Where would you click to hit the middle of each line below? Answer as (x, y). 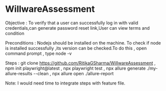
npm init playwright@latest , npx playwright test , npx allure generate (75, 68)
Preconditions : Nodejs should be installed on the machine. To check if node (83, 43)
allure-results (19, 73)
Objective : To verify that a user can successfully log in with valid (72, 23)
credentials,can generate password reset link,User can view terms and (78, 28)
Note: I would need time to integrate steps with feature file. (65, 83)
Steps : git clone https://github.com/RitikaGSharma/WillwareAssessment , (80, 63)
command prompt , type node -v (39, 53)
